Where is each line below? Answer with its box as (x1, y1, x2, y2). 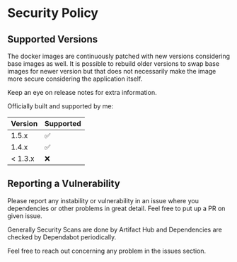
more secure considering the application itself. (7, 74, 143, 83)
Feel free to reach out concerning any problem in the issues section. (7, 246, 207, 255)
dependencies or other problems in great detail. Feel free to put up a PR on (7, 204, 226, 212)
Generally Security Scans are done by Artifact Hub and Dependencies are (7, 225, 223, 234)
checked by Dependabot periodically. (7, 232, 117, 241)
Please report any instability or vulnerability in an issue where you (7, 196, 200, 205)
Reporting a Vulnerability (7, 178, 120, 190)
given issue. (7, 211, 42, 220)
